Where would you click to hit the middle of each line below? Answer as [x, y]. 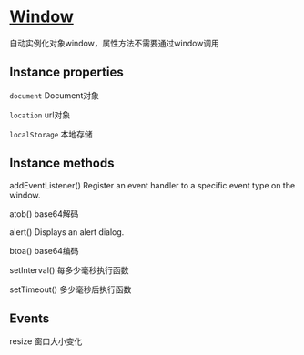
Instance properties [67, 72]
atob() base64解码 [44, 213]
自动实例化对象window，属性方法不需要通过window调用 [115, 43]
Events [30, 318]
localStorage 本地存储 [51, 134]
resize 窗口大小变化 [46, 341]
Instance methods [62, 163]
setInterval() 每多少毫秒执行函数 [69, 269]
